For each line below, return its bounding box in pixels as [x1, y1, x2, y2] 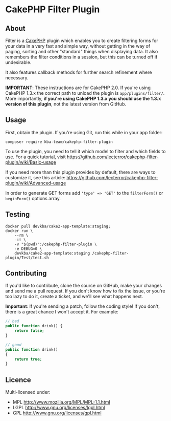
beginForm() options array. [5, 195, 61, 201]
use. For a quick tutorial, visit [5, 154, 66, 160]
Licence [5, 375, 32, 384]
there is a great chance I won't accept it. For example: [5, 309, 118, 315]
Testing [5, 210, 30, 219]
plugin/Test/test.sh [5, 255, 50, 260]
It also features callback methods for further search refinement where [5, 69, 152, 75]
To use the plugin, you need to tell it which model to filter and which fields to [5, 148, 166, 154]
